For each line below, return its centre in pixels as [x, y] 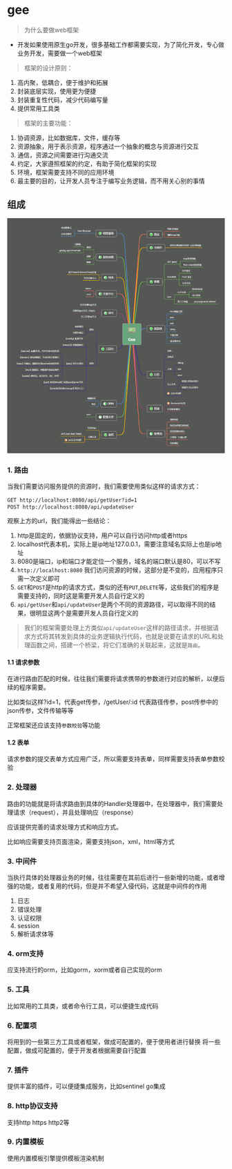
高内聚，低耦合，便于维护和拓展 [62, 82]
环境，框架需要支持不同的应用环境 [66, 172]
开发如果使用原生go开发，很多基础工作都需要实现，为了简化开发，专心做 [120, 44]
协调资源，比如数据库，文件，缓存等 [69, 137]
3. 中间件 [22, 861]
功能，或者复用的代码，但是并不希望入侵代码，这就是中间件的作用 [113, 886]
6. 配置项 [22, 1025]
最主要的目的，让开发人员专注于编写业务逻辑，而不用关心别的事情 [111, 181]
